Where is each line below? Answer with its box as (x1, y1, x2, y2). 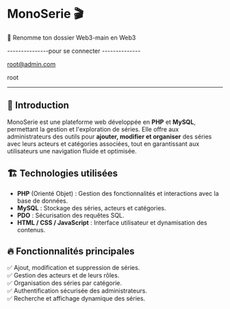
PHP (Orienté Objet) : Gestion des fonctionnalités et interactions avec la (16, 189, 219, 197)
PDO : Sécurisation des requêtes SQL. (16, 211, 125, 219)
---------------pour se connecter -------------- (7, 47, 141, 55)
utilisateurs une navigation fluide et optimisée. (7, 147, 137, 155)
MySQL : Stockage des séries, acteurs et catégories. (16, 203, 166, 212)
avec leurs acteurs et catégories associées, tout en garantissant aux (7, 139, 200, 148)
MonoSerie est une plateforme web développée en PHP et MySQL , (7, 118, 196, 126)
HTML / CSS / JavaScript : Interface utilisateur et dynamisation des (16, 218, 207, 227)
